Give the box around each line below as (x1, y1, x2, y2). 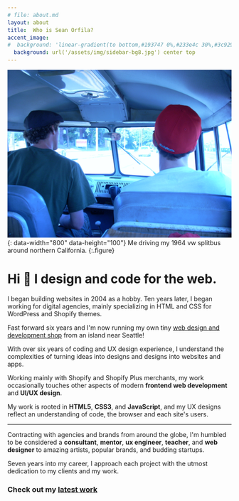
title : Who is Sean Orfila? (7, 26, 94, 33)
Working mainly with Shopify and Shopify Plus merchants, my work (7, 373, 204, 382)
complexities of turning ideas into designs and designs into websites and (7, 352, 221, 360)
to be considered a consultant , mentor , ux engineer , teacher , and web (7, 438, 218, 446)
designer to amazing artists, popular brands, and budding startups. (7, 445, 205, 454)
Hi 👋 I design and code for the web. (7, 271, 217, 287)
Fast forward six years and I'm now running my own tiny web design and (7, 323, 221, 332)
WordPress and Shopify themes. (7, 309, 102, 318)
